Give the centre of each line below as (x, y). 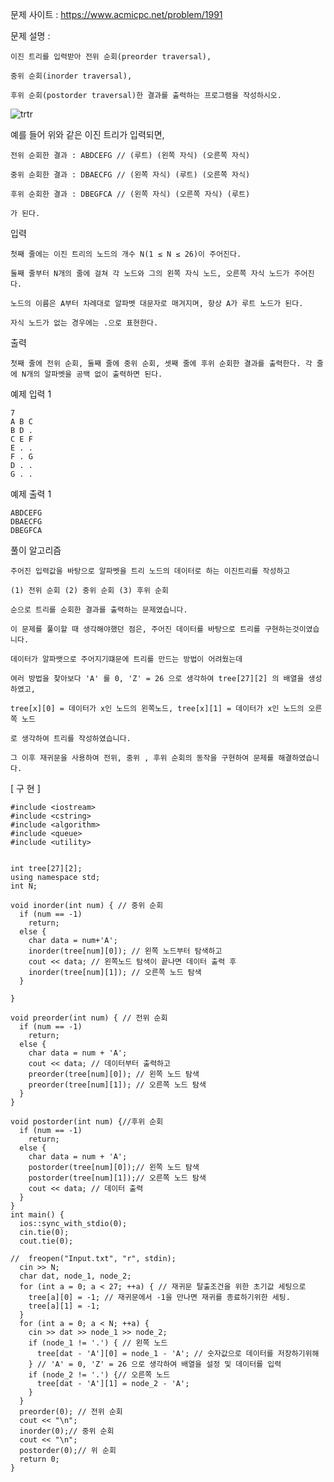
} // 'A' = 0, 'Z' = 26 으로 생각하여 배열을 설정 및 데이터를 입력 (155, 1364)
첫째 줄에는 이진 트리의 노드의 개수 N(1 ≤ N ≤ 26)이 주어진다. (126, 254)
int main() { (37, 1215)
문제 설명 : (30, 36)
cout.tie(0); (46, 1241)
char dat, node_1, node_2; (75, 1276)
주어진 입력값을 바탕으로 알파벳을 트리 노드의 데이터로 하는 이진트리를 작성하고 (150, 571)
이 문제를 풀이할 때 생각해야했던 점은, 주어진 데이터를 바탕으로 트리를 (135, 629)
